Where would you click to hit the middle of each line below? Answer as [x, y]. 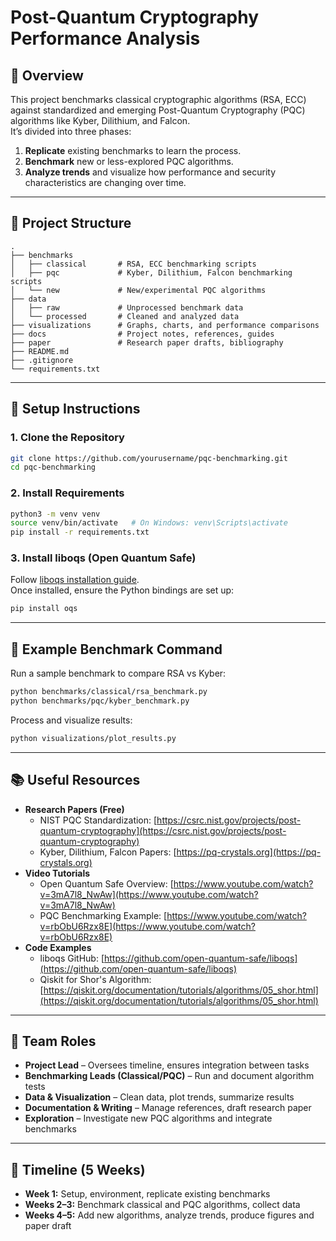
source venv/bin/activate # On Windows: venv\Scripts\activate [149, 523]
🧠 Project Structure [71, 223]
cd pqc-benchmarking [53, 467]
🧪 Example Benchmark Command [116, 649]
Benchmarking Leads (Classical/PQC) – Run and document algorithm [169, 1076]
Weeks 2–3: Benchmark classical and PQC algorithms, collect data [162, 1205]
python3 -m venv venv [55, 514]
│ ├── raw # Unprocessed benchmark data [127, 307]
